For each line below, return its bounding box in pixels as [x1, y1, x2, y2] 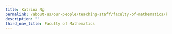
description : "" [5, 16, 40, 21]
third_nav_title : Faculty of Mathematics [5, 21, 95, 26]
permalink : [5, 12, 29, 17]
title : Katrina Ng [5, 7, 45, 12]
